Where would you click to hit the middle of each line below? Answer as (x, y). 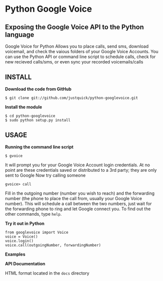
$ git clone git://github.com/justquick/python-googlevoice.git (72, 98)
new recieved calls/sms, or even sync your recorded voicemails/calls (74, 62)
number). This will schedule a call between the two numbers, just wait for (79, 203)
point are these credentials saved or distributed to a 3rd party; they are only (81, 170)
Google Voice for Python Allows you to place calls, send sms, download (77, 46)
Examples (15, 254)
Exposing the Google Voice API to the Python (75, 27)
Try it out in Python (25, 223)
